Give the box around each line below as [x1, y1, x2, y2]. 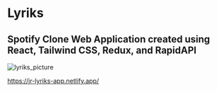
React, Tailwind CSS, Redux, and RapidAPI [7, 44, 197, 56]
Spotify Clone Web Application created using [7, 33, 211, 45]
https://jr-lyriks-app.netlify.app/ [7, 76, 100, 85]
